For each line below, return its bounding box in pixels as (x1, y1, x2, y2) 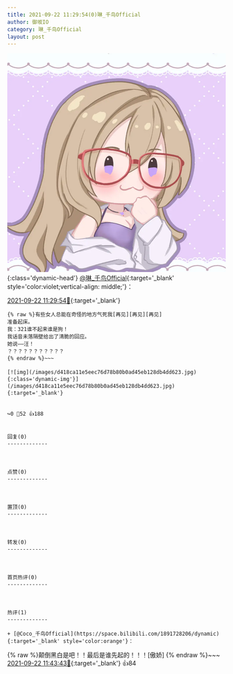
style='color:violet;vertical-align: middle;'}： (7, 283, 133, 291)
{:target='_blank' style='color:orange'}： (7, 638, 134, 645)
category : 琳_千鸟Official (7, 26, 82, 33)
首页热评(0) (7, 574, 38, 581)
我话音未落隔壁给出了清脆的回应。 (7, 333, 90, 340)
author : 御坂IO (7, 18, 49, 26)
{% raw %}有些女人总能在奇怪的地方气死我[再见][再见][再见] (7, 311, 163, 319)
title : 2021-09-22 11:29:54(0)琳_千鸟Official (7, 11, 141, 18)
